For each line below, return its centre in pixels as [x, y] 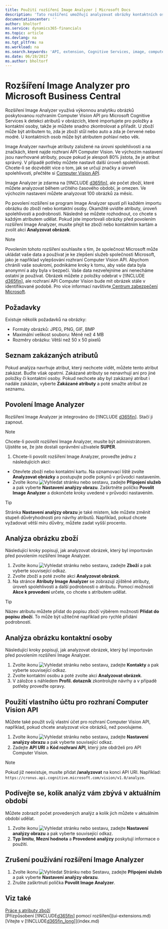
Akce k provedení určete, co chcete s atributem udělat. [69, 592]
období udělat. [20, 818]
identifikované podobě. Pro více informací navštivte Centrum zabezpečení [81, 286]
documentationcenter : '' [31, 19]
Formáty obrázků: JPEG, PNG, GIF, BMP [53, 329]
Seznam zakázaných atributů [52, 356]
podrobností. [18, 622]
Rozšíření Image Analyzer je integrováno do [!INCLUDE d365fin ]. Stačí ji [79, 416]
